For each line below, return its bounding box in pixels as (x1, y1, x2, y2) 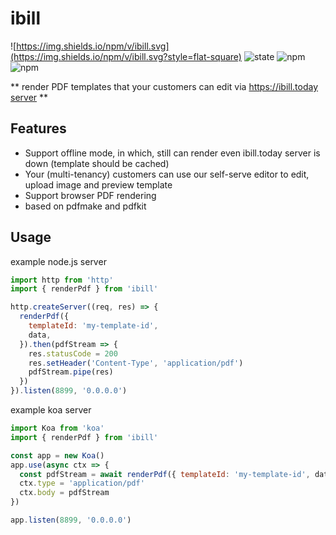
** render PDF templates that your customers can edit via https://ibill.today (10, 80, 319, 92)
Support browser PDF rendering (24, 189, 157, 201)
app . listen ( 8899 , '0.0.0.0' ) (10, 515, 132, 526)
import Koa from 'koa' (10, 423, 105, 434)
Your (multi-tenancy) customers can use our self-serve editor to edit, (24, 168, 310, 180)
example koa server (10, 404, 92, 416)
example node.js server (10, 255, 107, 267)
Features (10, 120, 67, 137)
